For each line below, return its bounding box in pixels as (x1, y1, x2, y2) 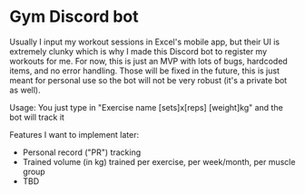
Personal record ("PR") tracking (22, 147, 142, 158)
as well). (9, 84, 41, 95)
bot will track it (9, 112, 65, 122)
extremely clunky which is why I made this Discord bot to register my (9, 45, 268, 56)
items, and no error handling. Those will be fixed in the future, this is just (9, 65, 280, 76)
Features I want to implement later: (9, 129, 139, 140)
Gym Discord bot (9, 6, 139, 27)
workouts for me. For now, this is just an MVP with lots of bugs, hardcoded (9, 55, 288, 66)
